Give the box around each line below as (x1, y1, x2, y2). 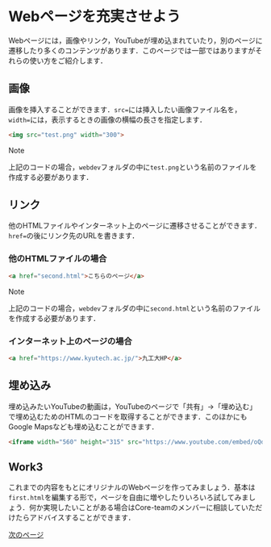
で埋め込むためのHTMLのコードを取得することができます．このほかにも (8, 411, 248, 421)
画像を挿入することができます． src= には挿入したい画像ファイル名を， (8, 104, 242, 114)
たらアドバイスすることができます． (15, 513, 135, 523)
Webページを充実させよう (8, 7, 181, 26)
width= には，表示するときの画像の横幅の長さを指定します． (8, 115, 207, 124)
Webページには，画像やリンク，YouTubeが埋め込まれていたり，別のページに (8, 35, 264, 45)
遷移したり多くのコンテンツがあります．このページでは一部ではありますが (8, 45, 256, 55)
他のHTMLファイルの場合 (8, 253, 107, 265)
